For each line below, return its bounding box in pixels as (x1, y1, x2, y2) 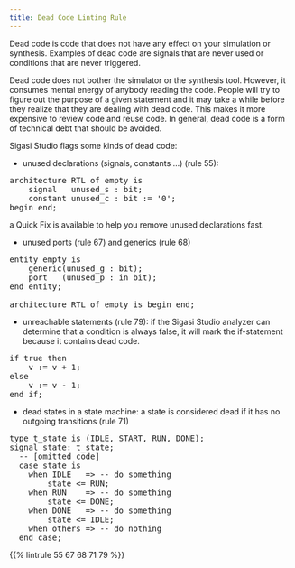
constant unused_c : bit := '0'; (28, 193, 177, 203)
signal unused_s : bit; (28, 184, 143, 194)
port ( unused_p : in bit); (28, 272, 158, 283)
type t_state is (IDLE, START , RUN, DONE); (9, 433, 205, 443)
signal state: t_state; (9, 442, 115, 452)
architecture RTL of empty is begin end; (9, 299, 196, 310)
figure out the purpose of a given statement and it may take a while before (9, 94, 286, 105)
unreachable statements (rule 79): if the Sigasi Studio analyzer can (22, 316, 271, 327)
